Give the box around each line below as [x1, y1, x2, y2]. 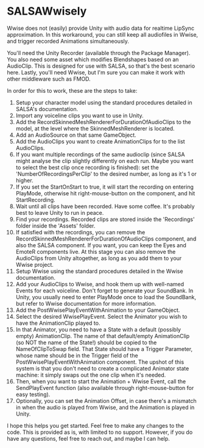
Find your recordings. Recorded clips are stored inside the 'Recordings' [15, 215, 195, 223]
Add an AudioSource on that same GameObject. [15, 131, 136, 139]
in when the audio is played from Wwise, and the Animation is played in [15, 403, 195, 411]
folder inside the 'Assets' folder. [15, 222, 96, 229]
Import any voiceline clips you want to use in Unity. [15, 112, 144, 119]
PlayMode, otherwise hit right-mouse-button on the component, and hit [15, 189, 195, 197]
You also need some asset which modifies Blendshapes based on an [7, 56, 179, 63]
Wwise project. [15, 261, 54, 268]
